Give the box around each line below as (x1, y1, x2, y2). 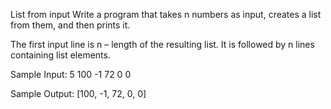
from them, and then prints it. (10, 19, 131, 31)
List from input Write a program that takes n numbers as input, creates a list (10, 9, 322, 20)
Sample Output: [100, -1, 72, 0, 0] (10, 88, 147, 99)
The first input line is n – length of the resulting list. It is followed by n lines (10, 39, 315, 50)
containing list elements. (10, 49, 111, 61)
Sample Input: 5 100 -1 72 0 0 (10, 69, 132, 80)
